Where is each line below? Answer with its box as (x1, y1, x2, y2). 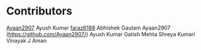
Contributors (6, 4, 73, 18)
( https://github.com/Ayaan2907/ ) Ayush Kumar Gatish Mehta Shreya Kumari (6, 30, 196, 37)
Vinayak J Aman (6, 37, 47, 44)
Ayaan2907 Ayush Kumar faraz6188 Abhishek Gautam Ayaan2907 (6, 24, 171, 31)
